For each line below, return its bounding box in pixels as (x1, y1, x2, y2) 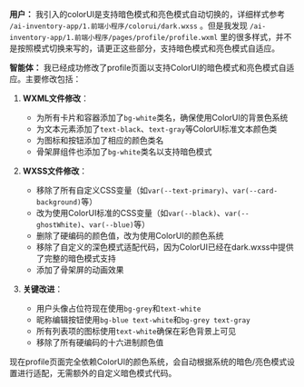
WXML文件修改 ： (22, 93, 89, 104)
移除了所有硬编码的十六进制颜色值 (35, 337, 164, 348)
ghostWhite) (35, 221, 82, 230)
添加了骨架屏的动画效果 (35, 264, 124, 275)
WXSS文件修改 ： (22, 165, 88, 176)
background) (35, 198, 82, 207)
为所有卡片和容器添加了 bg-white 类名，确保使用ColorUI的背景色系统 (35, 113, 289, 123)
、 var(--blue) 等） (81, 219, 151, 230)
